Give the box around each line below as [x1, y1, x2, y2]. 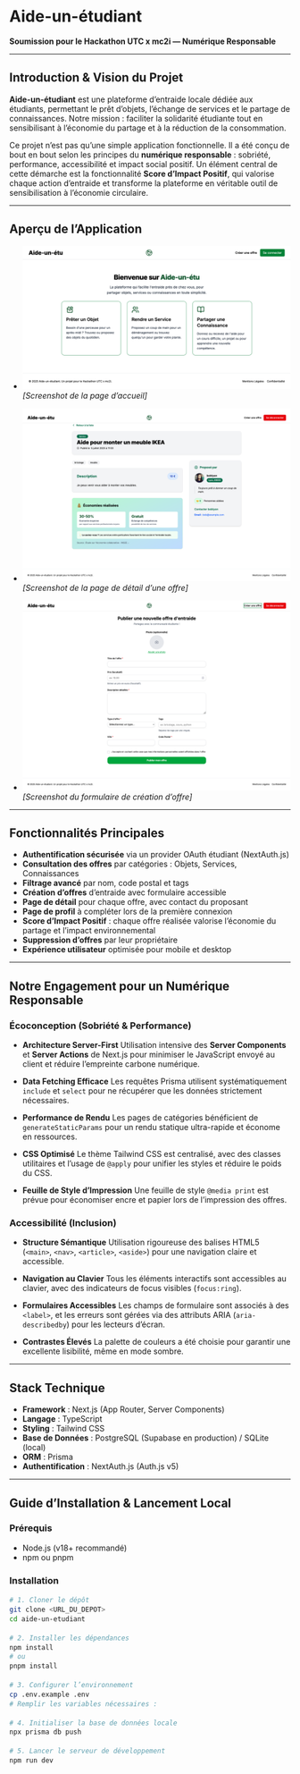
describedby [21, 1321, 67, 1330]
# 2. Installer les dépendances [9, 1634, 129, 1643]
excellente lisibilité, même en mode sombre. [21, 1346, 185, 1356]
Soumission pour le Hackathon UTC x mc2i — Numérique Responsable [9, 36, 277, 46]
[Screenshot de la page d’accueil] [21, 390, 147, 401]
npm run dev [9, 1756, 54, 1765]
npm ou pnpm [21, 1551, 74, 1562]
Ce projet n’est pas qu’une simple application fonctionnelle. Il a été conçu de [9, 139, 290, 150]
